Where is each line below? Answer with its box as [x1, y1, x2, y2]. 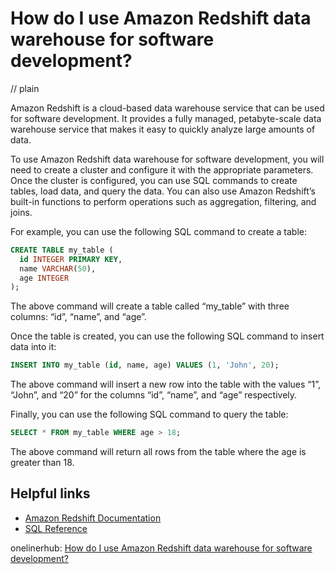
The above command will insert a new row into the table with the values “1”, [10, 378, 322, 391]
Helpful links [10, 485, 91, 502]
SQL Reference [24, 522, 88, 534]
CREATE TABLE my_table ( [10, 245, 114, 255]
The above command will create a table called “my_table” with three [10, 300, 290, 312]
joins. [10, 206, 33, 218]
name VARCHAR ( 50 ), [19, 263, 97, 274]
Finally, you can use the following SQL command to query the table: [10, 408, 289, 421]
